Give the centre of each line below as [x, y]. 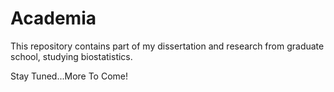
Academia [53, 18]
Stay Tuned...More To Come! [69, 76]
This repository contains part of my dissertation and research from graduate [167, 46]
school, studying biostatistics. [71, 56]
